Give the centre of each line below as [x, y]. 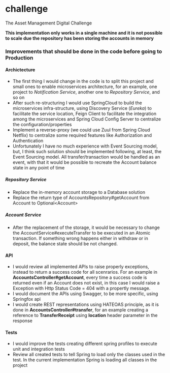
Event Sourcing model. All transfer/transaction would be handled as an [86, 157]
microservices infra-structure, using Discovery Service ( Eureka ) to [82, 108]
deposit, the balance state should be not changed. [65, 244]
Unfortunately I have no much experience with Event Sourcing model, [85, 146]
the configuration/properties [42, 125]
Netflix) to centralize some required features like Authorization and [82, 135]
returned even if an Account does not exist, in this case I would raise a [86, 283]
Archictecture [20, 70]
